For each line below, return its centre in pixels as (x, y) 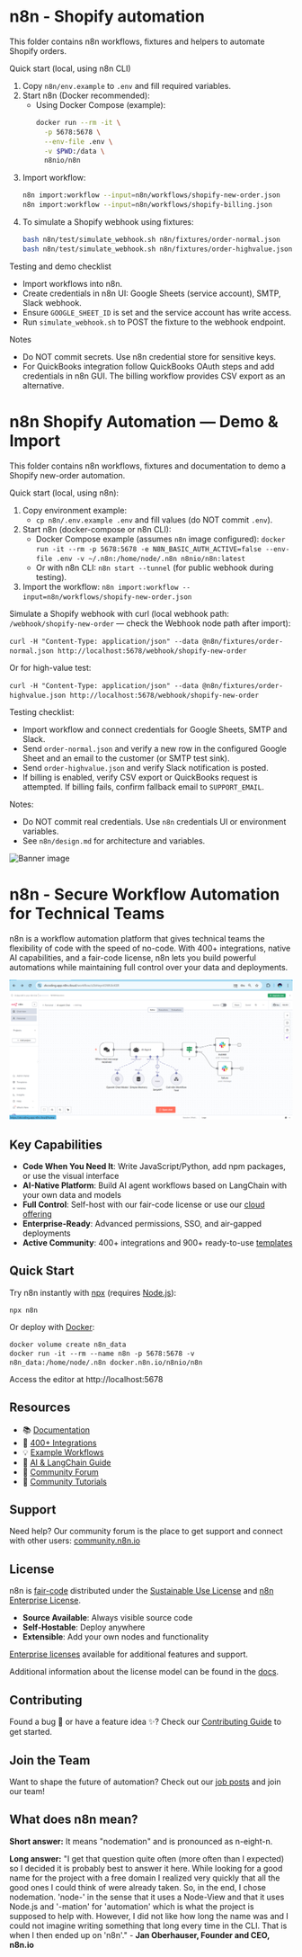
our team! (27, 1791)
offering (37, 1214)
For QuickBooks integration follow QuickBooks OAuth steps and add (148, 366)
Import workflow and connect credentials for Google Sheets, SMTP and (155, 729)
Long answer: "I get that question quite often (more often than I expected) (147, 1858)
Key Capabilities (56, 1144)
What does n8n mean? (74, 1820)
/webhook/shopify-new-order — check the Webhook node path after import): (150, 623)
